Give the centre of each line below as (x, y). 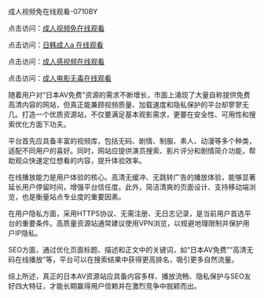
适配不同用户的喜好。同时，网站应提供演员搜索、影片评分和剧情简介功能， (128, 151)
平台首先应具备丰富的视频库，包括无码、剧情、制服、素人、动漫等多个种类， (132, 141)
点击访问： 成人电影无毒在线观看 (60, 78)
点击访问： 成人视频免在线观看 (56, 28)
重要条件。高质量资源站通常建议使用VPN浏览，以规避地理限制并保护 (132, 223)
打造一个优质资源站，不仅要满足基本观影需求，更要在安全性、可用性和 (135, 114)
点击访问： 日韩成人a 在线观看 (56, 45)
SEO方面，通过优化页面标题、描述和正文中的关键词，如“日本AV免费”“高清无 (131, 250)
